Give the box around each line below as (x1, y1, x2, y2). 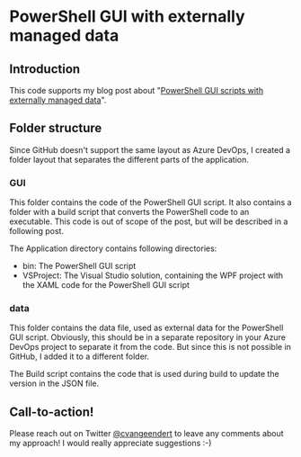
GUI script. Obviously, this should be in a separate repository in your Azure (9, 332, 286, 343)
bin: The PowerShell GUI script (22, 261, 137, 272)
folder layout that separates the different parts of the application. (9, 154, 249, 165)
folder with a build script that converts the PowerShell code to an (9, 207, 250, 218)
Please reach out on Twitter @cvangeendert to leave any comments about (9, 428, 285, 439)
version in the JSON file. (9, 378, 100, 389)
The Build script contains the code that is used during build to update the (9, 369, 280, 380)
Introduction (9, 61, 81, 76)
